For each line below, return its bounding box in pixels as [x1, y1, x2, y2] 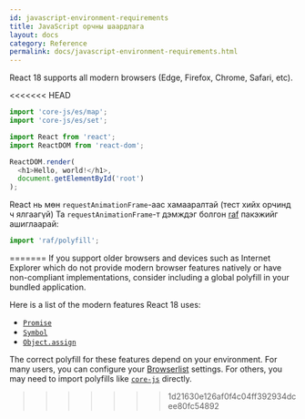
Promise [22, 319, 52, 328]
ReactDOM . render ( [9, 157, 76, 167]
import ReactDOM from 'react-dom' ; [9, 140, 145, 150]
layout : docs [9, 30, 59, 39]
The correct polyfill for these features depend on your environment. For [9, 354, 278, 364]
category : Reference [9, 38, 88, 48]
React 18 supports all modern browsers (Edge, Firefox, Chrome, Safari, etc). [9, 72, 293, 83]
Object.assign [22, 338, 76, 347]
